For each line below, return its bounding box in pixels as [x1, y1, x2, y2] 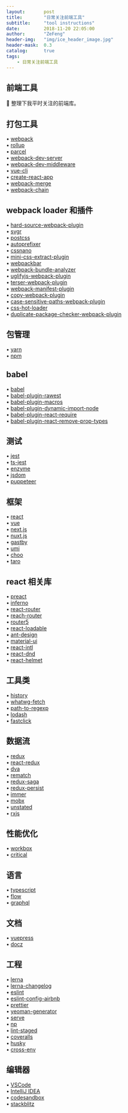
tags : [6, 53, 20, 59]
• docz [6, 941, 23, 948]
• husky [6, 1039, 26, 1046]
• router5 [6, 618, 29, 625]
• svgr [6, 227, 22, 234]
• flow [6, 893, 22, 900]
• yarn [6, 345, 22, 353]
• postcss [6, 234, 31, 241]
